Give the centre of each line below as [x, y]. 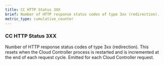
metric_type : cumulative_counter [39, 19]
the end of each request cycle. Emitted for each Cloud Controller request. [80, 57]
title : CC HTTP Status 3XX [33, 10]
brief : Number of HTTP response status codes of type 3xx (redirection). [82, 14]
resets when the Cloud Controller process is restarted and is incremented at [82, 52]
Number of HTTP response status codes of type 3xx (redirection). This [77, 47]
